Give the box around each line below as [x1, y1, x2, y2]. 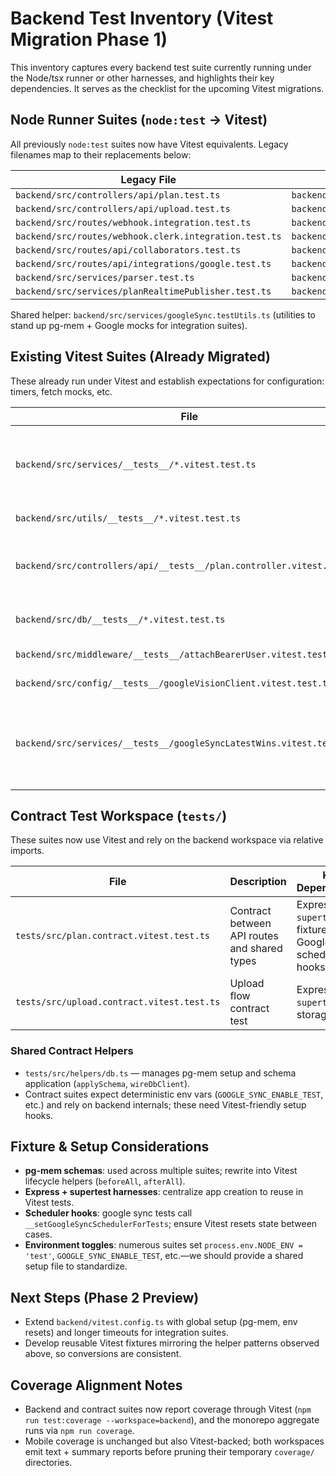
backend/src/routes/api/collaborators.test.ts [15, 244, 242, 256]
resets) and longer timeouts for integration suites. [24, 1327, 229, 1339]
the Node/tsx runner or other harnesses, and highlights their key [10, 72, 275, 84]
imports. [10, 845, 45, 857]
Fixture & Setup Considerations [10, 1138, 210, 1156]
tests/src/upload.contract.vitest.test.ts [15, 997, 221, 1008]
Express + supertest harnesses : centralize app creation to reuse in [24, 1186, 304, 1198]
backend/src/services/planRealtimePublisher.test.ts [15, 285, 272, 297]
